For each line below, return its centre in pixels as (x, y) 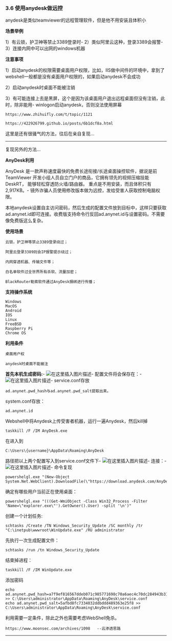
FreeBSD (14, 324)
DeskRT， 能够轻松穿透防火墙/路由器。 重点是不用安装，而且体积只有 (79, 184)
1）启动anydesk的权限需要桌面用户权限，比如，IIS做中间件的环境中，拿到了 (85, 70)
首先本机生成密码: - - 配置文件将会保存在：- (73, 374)
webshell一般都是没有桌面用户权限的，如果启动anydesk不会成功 (73, 77)
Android (14, 311)
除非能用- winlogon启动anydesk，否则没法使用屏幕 (68, 105)
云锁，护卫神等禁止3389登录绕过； (37, 242)
